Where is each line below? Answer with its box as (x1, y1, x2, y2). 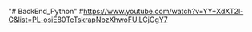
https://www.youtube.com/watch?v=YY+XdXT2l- (83, 7, 244, 16)
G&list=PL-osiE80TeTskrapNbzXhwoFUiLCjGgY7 (8, 15, 168, 24)
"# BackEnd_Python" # (8, 7, 84, 16)
